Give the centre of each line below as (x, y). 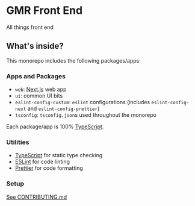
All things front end (30, 27)
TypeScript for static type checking (59, 155)
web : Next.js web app (41, 89)
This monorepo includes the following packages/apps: (74, 60)
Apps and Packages (36, 76)
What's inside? (35, 46)
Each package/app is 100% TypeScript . (55, 126)
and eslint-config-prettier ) (63, 108)
